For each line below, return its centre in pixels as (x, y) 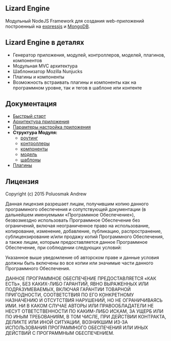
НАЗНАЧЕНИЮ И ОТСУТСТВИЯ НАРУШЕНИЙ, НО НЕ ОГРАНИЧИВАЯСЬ (84, 300)
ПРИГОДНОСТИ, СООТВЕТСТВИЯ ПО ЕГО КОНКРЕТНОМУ (70, 295)
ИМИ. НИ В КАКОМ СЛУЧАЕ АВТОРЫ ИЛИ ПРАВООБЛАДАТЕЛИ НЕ (80, 306)
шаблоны (30, 160)
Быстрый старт (29, 116)
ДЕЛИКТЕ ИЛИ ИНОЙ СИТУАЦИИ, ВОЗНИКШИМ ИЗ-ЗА (67, 322)
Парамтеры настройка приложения (52, 127)
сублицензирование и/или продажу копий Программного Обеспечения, (85, 237)
